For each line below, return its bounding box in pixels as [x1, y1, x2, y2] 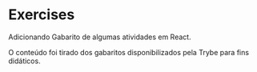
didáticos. [8, 56, 42, 66]
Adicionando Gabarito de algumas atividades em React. [8, 32, 191, 42]
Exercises [8, 6, 75, 24]
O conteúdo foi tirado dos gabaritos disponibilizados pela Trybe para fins [8, 47, 250, 57]
